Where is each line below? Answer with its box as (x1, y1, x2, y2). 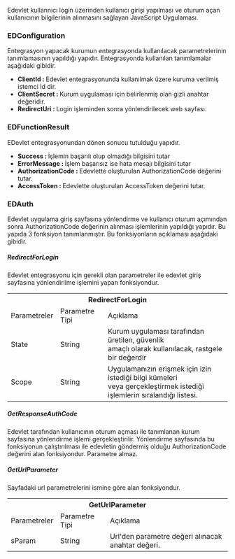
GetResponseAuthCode (7, 409, 78, 418)
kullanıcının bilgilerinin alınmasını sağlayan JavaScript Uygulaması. (7, 13, 199, 22)
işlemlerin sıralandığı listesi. (108, 390, 198, 399)
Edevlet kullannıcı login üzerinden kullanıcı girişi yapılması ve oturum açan (7, 6, 220, 14)
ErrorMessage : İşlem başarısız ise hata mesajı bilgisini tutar (17, 159, 191, 167)
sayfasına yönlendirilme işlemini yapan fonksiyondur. (7, 278, 159, 286)
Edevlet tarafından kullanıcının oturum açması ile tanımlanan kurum (7, 427, 200, 436)
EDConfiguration (7, 31, 66, 41)
